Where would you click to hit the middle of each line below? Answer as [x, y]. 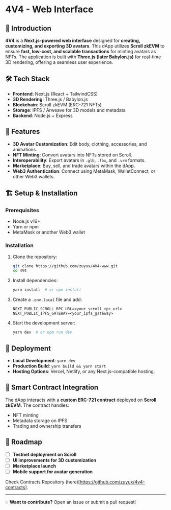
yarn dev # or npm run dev [42, 332]
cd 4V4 [20, 271]
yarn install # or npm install [47, 290]
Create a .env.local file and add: [47, 299]
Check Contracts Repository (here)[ [43, 482]
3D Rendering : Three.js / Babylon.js [50, 99]
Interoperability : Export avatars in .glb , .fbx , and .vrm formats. [79, 160]
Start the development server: [44, 323]
